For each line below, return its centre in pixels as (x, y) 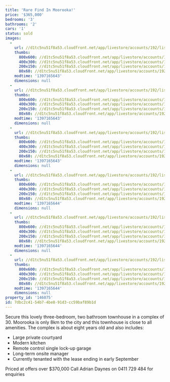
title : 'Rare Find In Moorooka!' (40, 10)
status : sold (19, 33)
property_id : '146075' (29, 298)
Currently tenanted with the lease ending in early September (76, 359)
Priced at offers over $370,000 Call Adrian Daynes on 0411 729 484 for (79, 369)
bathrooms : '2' (21, 24)
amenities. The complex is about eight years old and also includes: (75, 327)
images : (13, 39)
